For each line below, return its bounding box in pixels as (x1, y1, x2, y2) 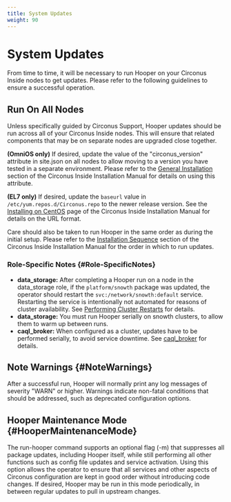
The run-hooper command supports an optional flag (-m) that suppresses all (7, 443, 225, 452)
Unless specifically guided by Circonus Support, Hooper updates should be (7, 122, 222, 130)
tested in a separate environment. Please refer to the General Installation (7, 165, 213, 173)
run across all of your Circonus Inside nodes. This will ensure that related (7, 129, 215, 138)
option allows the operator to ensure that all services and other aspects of (7, 465, 217, 474)
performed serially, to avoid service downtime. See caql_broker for (17, 334, 207, 342)
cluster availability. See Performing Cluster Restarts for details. (17, 305, 195, 313)
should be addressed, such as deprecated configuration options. (7, 394, 192, 403)
